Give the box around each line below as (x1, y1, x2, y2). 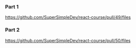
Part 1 (5, 3, 19, 10)
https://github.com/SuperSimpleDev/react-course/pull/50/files (5, 37, 131, 43)
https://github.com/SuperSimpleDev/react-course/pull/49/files (5, 15, 131, 20)
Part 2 (5, 27, 20, 33)
